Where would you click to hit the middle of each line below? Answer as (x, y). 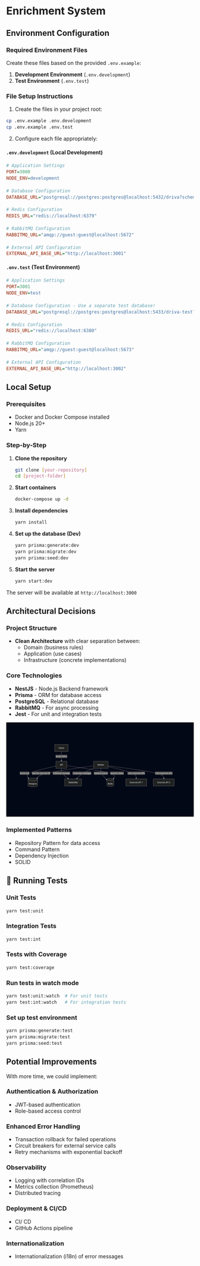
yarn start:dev (34, 581)
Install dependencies (41, 510)
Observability (26, 1168)
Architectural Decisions (51, 611)
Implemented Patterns (39, 830)
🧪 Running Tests (37, 881)
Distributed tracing (37, 1193)
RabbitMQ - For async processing (57, 707)
